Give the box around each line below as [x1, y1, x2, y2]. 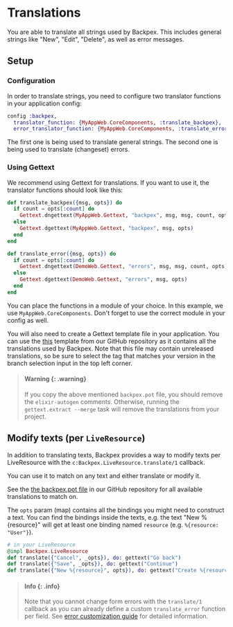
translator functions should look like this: [7, 186, 123, 194]
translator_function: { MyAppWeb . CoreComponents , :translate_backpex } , [13, 119, 222, 126]
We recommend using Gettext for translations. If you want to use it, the [7, 178, 209, 186]
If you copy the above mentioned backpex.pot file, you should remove [24, 390, 223, 398]
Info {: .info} [24, 582, 60, 590]
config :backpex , [7, 112, 58, 119]
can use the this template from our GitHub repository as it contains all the [7, 337, 216, 345]
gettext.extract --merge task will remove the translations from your [24, 405, 220, 413]
